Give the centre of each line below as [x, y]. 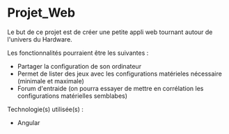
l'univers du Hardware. [40, 39]
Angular [29, 122]
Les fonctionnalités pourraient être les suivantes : [78, 53]
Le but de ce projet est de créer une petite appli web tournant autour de [110, 32]
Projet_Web [41, 13]
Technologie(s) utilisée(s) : [45, 109]
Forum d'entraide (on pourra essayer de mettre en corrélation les [110, 88]
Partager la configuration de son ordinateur [79, 66]
